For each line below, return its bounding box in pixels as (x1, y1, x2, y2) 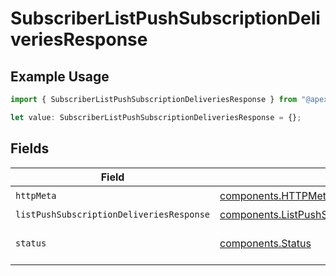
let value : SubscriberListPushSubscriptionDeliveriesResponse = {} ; (10, 112, 302, 122)
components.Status (219, 236, 312, 250)
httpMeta (15, 190, 57, 202)
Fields (10, 140, 50, 157)
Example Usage (10, 68, 110, 85)
